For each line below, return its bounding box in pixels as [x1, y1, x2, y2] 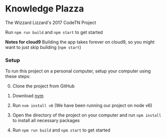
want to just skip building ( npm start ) [5, 44, 81, 50]
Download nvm [12, 93, 44, 99]
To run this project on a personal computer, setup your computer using [5, 68, 151, 74]
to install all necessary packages [12, 117, 80, 123]
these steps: [5, 73, 31, 79]
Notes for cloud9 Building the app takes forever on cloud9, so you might [5, 38, 155, 45]
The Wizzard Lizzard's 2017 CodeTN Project [5, 19, 96, 25]
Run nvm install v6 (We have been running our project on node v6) [12, 102, 152, 108]
